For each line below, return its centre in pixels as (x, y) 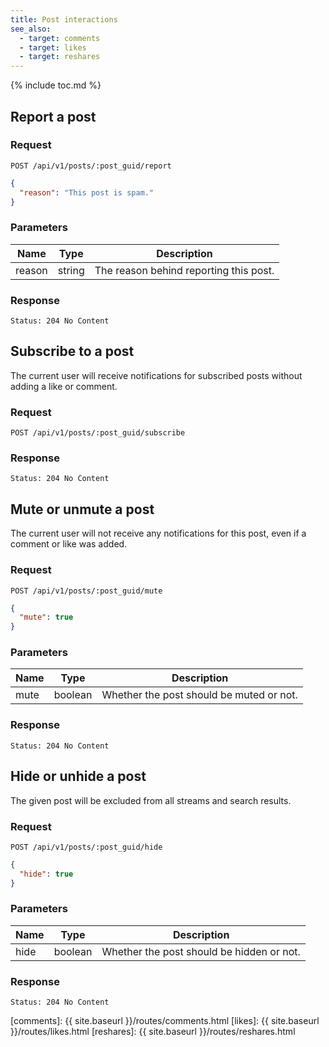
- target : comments (60, 38)
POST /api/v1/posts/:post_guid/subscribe (98, 433)
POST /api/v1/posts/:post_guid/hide (86, 847)
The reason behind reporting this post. (184, 270)
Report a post (53, 116)
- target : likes (53, 47)
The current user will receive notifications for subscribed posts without (156, 375)
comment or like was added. (69, 544)
